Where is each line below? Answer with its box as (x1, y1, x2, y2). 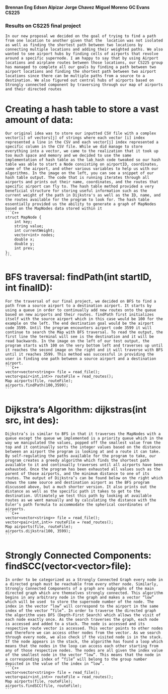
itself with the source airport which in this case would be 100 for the (5, 317, 163, 322)
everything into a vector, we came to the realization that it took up (5, 148, 158, 154)
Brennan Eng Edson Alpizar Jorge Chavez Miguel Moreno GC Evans (5, 5, 150, 10)
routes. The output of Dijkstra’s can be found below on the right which (5, 476, 163, 481)
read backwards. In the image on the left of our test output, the (5, 338, 150, 344)
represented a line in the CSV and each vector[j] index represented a (5, 140, 158, 145)
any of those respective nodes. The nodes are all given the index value (5, 648, 163, 653)
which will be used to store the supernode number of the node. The (5, 600, 154, 605)
